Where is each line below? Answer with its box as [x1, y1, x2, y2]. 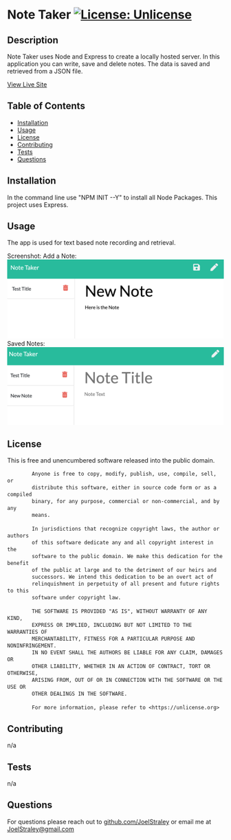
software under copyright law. [32, 595, 122, 601]
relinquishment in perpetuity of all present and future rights [32, 581, 220, 588]
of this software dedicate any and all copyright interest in [32, 540, 214, 546]
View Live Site [7, 80, 47, 89]
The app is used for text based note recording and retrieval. [7, 239, 176, 247]
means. [32, 512, 51, 519]
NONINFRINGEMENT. [7, 643, 57, 650]
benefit [7, 560, 30, 567]
